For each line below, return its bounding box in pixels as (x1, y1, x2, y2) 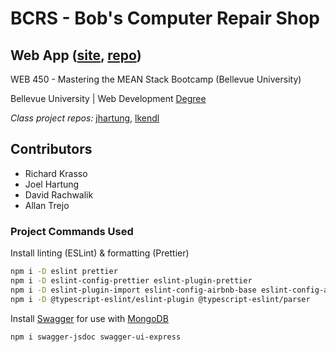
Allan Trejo (24, 199, 70, 211)
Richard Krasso (24, 167, 88, 179)
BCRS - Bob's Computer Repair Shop (10, 7, 321, 30)
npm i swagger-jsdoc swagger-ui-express (10, 332, 182, 342)
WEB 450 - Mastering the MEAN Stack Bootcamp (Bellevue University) (10, 73, 302, 85)
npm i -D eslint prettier (10, 267, 118, 277)
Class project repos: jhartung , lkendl (10, 112, 160, 124)
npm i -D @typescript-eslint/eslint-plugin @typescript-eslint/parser (10, 294, 311, 304)
